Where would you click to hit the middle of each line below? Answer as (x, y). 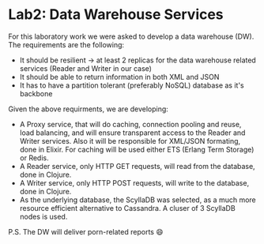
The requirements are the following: (66, 44)
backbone (36, 93)
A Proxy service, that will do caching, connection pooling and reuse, (130, 124)
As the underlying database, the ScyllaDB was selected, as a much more (138, 200)
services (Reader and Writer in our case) (86, 68)
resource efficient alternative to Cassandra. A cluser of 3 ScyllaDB (127, 208)
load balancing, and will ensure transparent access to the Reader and (132, 133)
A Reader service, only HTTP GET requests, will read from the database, (137, 166)
